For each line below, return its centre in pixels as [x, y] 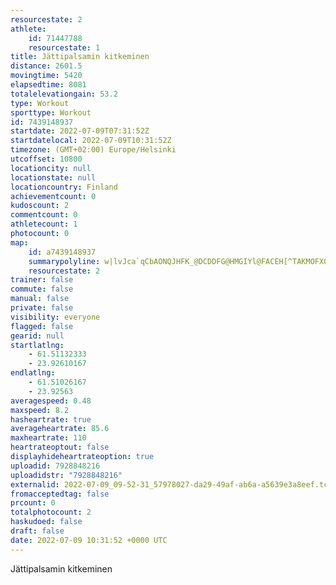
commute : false [42, 289]
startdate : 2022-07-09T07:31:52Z [80, 131]
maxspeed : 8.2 [40, 410]
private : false [42, 308]
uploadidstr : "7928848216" [66, 475]
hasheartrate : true [51, 419]
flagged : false [42, 326]
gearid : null [37, 336]
